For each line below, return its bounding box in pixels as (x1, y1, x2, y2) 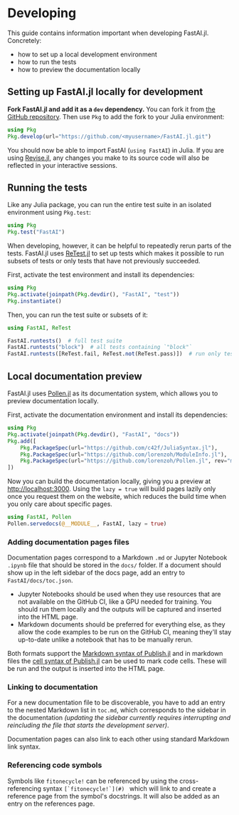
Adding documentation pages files (7, 537, 129, 547)
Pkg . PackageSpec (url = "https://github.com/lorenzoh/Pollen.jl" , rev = (20, 457, 228, 465)
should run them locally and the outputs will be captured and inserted (17, 605, 222, 614)
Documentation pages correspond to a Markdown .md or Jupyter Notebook (7, 553, 228, 562)
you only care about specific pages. (7, 500, 112, 508)
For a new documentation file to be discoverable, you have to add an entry (7, 698, 225, 707)
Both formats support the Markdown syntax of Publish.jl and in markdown (7, 649, 223, 658)
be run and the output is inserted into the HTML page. (7, 664, 165, 673)
